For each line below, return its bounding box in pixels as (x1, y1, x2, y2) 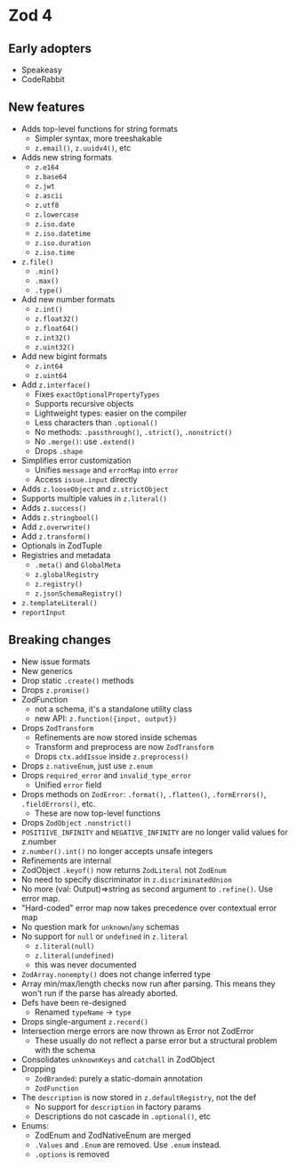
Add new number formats (20, 293, 116, 304)
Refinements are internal (20, 855, 112, 866)
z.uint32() (34, 342, 76, 352)
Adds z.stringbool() (20, 512, 100, 522)
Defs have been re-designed (20, 997, 126, 1008)
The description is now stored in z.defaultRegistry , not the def (20, 1091, 257, 1102)
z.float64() (34, 324, 79, 333)
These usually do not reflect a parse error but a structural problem (34, 1035, 277, 1046)
